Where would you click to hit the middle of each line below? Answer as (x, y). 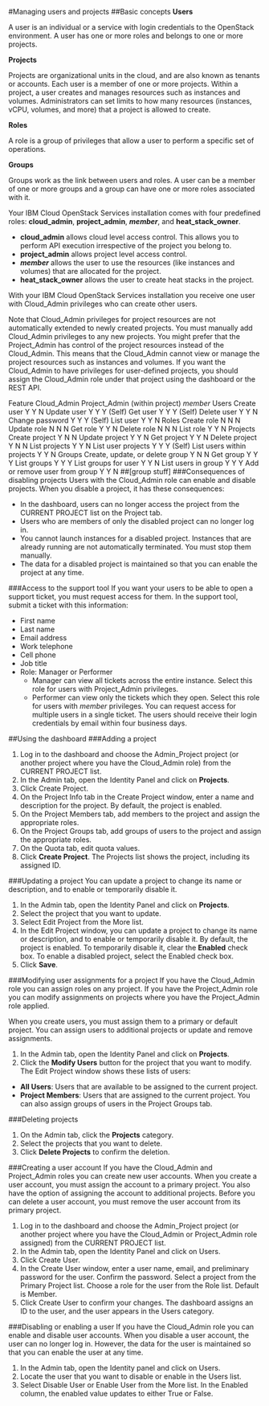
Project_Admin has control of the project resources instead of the (116, 345)
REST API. (25, 388)
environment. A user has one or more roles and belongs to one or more (126, 36)
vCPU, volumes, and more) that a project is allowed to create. (110, 109)
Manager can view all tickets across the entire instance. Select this (142, 681)
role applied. (29, 1006)
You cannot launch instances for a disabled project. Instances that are (135, 538)
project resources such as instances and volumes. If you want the (117, 362)
